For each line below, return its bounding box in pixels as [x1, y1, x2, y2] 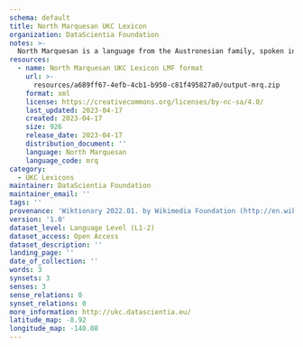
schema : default [9, 13, 70, 23]
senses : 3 [9, 282, 47, 291]
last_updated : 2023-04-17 [25, 106, 124, 115]
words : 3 [9, 266, 42, 275]
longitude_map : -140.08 [9, 324, 99, 333]
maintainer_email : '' [9, 190, 91, 199]
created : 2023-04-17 [25, 114, 103, 123]
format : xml [25, 89, 70, 98]
